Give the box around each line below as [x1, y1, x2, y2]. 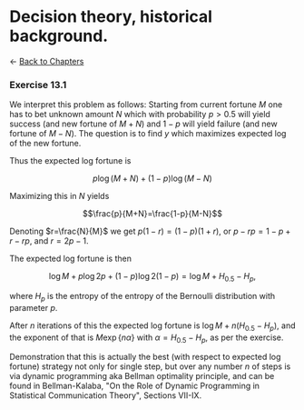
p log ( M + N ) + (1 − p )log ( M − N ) [92, 173, 213, 184]
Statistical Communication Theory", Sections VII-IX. [9, 390, 202, 401]
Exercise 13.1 [9, 78, 67, 91]
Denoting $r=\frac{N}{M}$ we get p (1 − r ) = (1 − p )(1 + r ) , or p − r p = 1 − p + [9, 225, 291, 237]
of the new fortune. [9, 138, 82, 149]
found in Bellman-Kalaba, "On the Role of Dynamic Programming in [9, 380, 260, 392]
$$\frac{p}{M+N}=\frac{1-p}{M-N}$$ [83, 208, 222, 219]
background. [9, 25, 109, 46]
